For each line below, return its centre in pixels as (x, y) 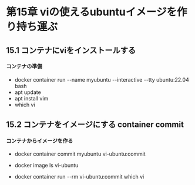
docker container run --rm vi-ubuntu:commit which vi (79, 177)
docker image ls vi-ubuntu (46, 166)
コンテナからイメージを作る (40, 140)
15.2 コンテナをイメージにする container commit (95, 125)
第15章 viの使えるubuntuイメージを (92, 12)
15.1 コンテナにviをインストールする (71, 50)
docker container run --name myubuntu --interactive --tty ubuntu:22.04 (102, 79)
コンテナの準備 (24, 66)
